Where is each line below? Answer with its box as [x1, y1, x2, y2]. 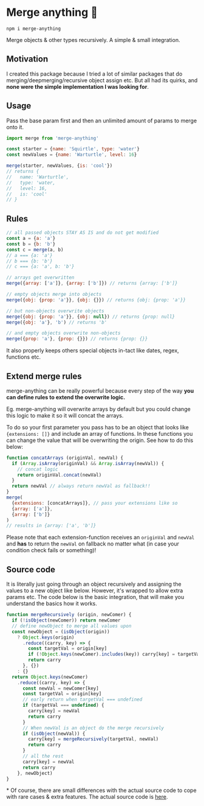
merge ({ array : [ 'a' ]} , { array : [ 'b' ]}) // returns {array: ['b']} [6, 280, 178, 287]
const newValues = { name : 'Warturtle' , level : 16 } [6, 152, 137, 158]
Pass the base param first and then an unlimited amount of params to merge [6, 117, 197, 124]
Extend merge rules [6, 371, 82, 381]
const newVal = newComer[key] [22, 685, 99, 692]
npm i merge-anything [6, 26, 61, 32]
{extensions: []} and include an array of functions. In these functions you [6, 430, 193, 437]
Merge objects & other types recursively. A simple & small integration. [6, 36, 180, 43]
